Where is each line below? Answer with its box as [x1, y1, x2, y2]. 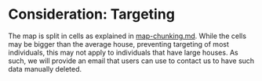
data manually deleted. [8, 64, 82, 73]
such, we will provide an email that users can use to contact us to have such [8, 56, 255, 65]
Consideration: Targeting [8, 5, 175, 23]
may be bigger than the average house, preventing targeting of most [8, 39, 229, 48]
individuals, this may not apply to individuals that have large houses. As [8, 48, 238, 57]
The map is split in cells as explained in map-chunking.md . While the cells [8, 31, 247, 40]
